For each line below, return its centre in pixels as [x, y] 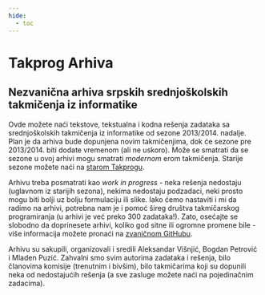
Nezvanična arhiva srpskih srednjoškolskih [118, 93]
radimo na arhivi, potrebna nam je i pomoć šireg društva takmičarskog [124, 208]
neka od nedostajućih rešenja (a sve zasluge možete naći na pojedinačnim [131, 274]
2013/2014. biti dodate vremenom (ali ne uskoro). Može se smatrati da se [128, 150]
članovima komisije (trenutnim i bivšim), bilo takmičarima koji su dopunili [127, 266]
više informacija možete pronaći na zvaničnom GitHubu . [100, 233]
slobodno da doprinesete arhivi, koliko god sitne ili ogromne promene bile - [132, 224]
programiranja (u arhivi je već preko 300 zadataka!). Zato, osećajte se [123, 216]
